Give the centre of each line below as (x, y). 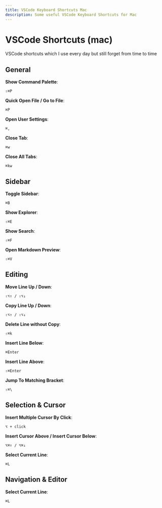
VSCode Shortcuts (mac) (59, 40)
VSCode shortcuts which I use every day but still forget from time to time (81, 54)
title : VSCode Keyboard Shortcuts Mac (46, 10)
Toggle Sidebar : (22, 194)
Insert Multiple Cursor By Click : (39, 417)
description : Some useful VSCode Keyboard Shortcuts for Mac (71, 15)
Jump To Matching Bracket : (35, 380)
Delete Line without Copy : (33, 324)
